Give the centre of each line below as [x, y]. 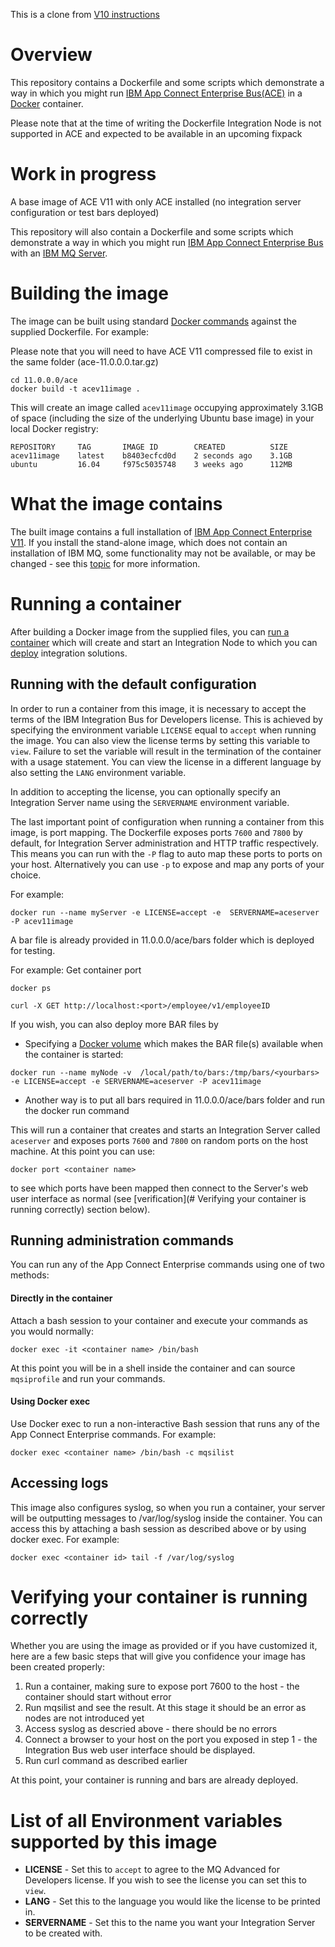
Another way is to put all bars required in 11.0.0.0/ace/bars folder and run [175, 1100]
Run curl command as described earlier [106, 1761]
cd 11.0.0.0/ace [44, 380]
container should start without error [98, 1697]
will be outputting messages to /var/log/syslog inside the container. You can [166, 1518]
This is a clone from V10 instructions [85, 14]
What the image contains [116, 504]
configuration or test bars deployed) [85, 212]
